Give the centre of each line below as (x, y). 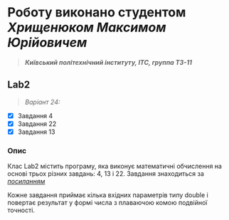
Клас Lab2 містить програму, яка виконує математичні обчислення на (115, 166)
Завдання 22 (37, 124)
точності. (21, 210)
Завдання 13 (36, 132)
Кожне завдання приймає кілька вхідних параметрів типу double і (108, 195)
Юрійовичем (47, 43)
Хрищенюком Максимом (87, 27)
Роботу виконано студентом (97, 12)
